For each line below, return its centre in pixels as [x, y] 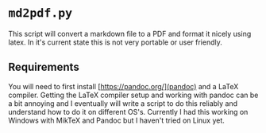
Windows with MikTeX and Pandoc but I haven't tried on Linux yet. [116, 120]
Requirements [44, 67]
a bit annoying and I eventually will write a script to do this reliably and [123, 103]
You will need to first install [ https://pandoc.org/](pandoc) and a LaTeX [123, 86]
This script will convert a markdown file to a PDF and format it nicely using [130, 33]
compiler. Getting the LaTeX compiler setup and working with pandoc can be [133, 95]
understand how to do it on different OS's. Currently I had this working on [128, 111]
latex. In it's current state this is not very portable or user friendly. [115, 42]
